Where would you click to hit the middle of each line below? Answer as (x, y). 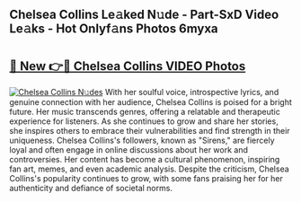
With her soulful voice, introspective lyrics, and (192, 92)
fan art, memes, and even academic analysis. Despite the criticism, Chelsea (149, 169)
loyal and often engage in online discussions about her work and (129, 150)
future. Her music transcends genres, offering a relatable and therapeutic (145, 112)
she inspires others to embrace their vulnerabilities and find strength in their (150, 131)
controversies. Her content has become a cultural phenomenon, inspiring (145, 159)
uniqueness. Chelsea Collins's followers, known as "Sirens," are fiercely (142, 140)
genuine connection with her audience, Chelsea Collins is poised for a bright (150, 102)
